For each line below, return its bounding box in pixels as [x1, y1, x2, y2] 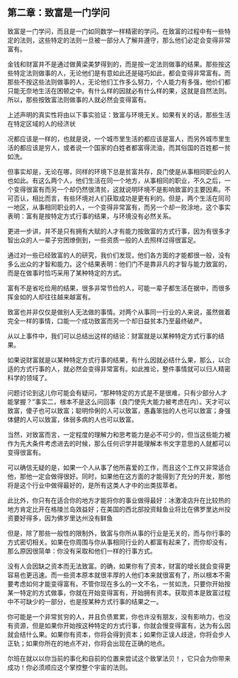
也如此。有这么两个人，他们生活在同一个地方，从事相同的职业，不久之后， [7, 176, 225, 185]
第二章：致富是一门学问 [7, 6, 110, 19]
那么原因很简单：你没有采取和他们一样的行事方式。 [7, 547, 157, 555]
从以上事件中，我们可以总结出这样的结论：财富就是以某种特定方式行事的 [7, 331, 218, 340]
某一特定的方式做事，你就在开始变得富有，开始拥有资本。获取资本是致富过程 [7, 588, 231, 597]
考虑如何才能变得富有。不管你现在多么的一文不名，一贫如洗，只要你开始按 [13, 579, 231, 588]
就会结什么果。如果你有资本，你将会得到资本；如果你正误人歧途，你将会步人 [7, 630, 231, 638]
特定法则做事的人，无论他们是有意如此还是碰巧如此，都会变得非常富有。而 [13, 68, 231, 77]
